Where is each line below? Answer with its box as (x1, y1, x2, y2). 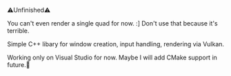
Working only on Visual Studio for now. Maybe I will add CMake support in (7, 53, 217, 61)
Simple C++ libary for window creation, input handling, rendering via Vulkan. (7, 40, 225, 48)
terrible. (7, 27, 30, 35)
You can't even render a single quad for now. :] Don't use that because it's (7, 19, 219, 27)
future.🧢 (7, 61, 30, 68)
